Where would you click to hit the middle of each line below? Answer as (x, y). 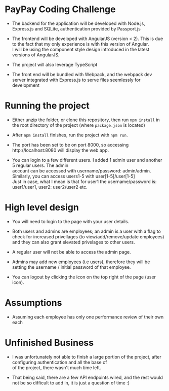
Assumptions (33, 303)
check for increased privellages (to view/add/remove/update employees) (88, 236)
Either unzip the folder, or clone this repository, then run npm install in (86, 120)
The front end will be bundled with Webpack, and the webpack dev (82, 74)
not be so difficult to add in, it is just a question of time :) (71, 383)
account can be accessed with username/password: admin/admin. (81, 170)
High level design (42, 208)
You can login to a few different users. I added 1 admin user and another (87, 160)
